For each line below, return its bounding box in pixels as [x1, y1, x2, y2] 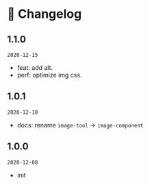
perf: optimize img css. [16, 71, 82, 79]
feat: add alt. [16, 64, 53, 71]
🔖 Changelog [7, 6, 82, 22]
